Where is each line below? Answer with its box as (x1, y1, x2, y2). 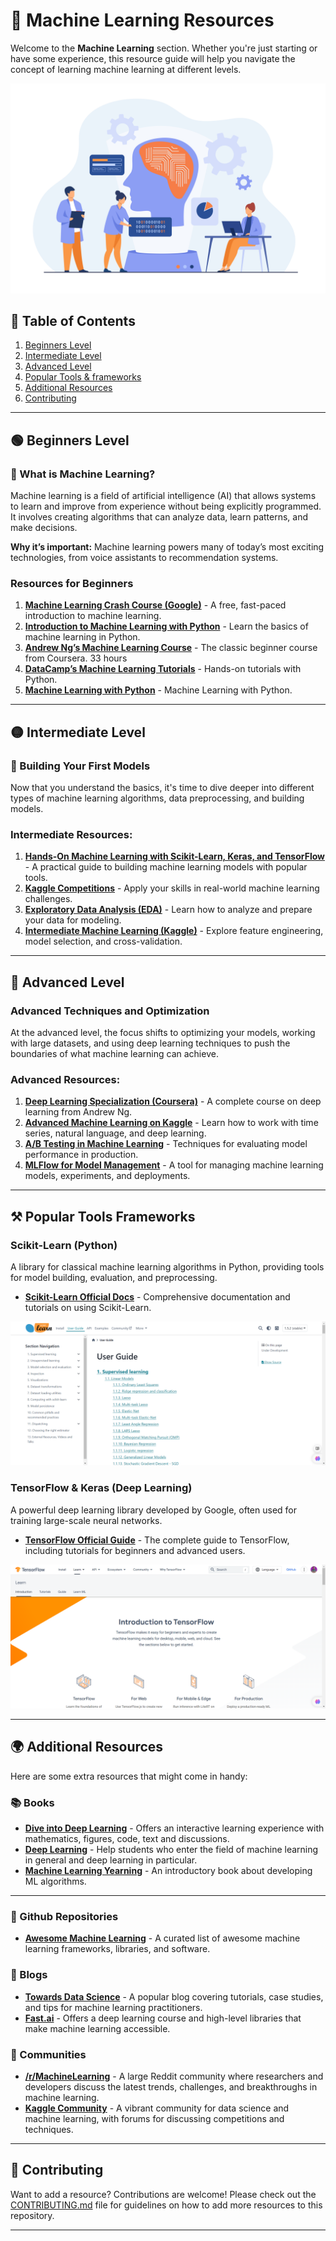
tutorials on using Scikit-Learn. (24, 1302, 152, 1314)
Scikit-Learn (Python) (10, 1238, 118, 1252)
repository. (10, 2209, 55, 2221)
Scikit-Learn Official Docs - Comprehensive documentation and (24, 1291, 291, 1303)
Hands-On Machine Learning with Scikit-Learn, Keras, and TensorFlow (24, 850, 326, 863)
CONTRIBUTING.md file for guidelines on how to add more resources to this (10, 2199, 323, 2211)
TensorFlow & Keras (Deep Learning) (10, 1481, 193, 1495)
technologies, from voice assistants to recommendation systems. (10, 552, 279, 564)
